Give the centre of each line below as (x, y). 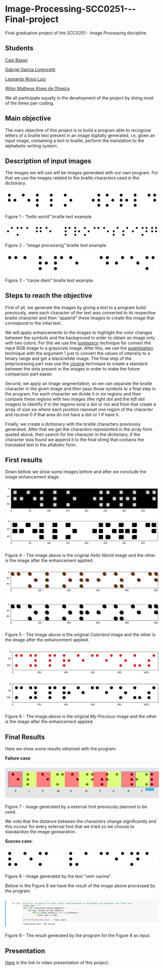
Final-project (32, 19)
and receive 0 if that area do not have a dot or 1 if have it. (62, 414)
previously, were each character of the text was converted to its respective (81, 312)
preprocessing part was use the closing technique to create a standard (76, 363)
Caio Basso (17, 60)
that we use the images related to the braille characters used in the (72, 178)
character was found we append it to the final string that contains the (74, 439)
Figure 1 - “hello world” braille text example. (49, 217)
